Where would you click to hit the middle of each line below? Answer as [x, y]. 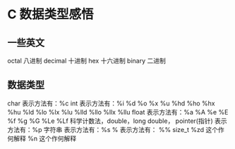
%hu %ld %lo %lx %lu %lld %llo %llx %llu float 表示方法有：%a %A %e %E [118, 112]
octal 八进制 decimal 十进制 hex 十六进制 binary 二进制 [86, 61]
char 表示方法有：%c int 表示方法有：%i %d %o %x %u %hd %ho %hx [111, 103]
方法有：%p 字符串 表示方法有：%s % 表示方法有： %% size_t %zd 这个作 [116, 129]
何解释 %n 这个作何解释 [42, 138]
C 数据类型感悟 [50, 14]
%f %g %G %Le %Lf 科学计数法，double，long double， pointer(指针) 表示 [117, 121]
